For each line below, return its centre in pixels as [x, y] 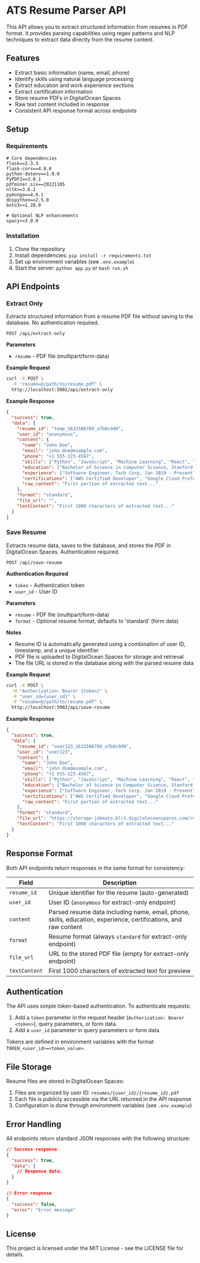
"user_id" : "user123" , [45, 752]
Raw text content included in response [62, 104]
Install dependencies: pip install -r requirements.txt [83, 255]
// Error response [29, 1193]
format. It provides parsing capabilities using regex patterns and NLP [91, 33]
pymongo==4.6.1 [25, 195]
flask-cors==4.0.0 [29, 169]
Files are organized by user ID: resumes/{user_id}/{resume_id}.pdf [97, 1093]
